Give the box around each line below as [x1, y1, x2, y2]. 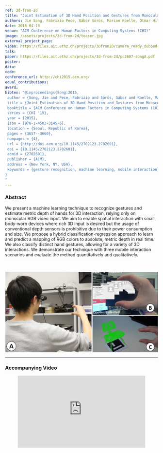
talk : [5, 49, 16, 54]
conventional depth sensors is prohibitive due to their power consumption [5, 226, 153, 231]
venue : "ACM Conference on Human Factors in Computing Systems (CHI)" [5, 28, 151, 34]
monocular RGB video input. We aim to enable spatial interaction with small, [5, 215, 156, 221]
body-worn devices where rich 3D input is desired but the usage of [5, 221, 139, 226]
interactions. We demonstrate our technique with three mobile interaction [5, 246, 151, 252]
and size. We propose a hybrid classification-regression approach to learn [5, 231, 153, 237]
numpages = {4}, [7, 136, 40, 141]
